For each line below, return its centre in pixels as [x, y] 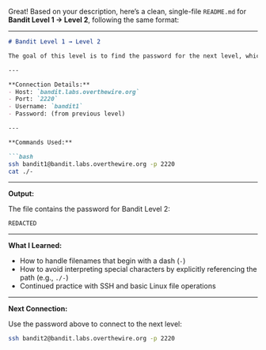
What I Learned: [35, 246]
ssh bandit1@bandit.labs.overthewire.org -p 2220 [92, 164]
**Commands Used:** [40, 142]
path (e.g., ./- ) [44, 278]
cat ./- [21, 171]
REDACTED [23, 224]
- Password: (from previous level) [67, 114]
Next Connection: [38, 309]
